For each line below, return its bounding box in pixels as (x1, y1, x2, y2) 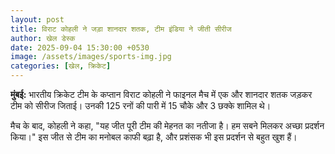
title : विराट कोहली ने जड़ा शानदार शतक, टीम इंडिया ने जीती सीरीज (10, 24, 232, 34)
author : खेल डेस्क (10, 33, 76, 43)
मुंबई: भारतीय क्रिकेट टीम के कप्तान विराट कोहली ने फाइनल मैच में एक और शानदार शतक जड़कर (10, 89, 313, 100)
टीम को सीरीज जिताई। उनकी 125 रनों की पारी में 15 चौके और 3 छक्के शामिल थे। (10, 100, 272, 111)
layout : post (10, 14, 65, 25)
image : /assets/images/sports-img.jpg (10, 52, 172, 62)
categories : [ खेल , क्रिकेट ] (10, 61, 112, 71)
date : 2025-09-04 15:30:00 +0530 (10, 42, 150, 53)
